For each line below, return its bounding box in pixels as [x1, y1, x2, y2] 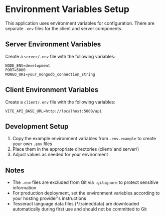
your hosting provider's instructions [12, 195, 86, 201]
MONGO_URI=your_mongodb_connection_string [5, 72, 95, 77]
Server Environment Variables [5, 40, 101, 49]
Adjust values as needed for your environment [12, 152, 108, 158]
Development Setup [5, 122, 69, 131]
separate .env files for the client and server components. [5, 25, 123, 31]
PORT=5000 [5, 67, 26, 72]
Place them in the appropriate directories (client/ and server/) [12, 146, 139, 152]
